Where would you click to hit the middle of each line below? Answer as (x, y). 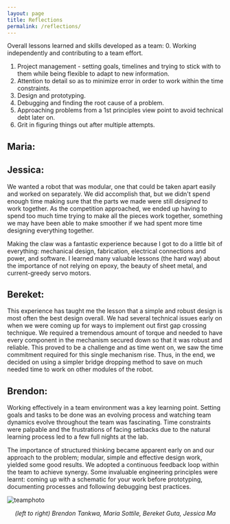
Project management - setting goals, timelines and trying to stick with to (119, 67)
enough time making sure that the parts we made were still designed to (107, 201)
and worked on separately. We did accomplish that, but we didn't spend (109, 194)
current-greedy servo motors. (49, 273)
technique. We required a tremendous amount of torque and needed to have (115, 333)
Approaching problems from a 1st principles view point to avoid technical (120, 110)
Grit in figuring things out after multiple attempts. (86, 125)
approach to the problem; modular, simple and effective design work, (105, 457)
